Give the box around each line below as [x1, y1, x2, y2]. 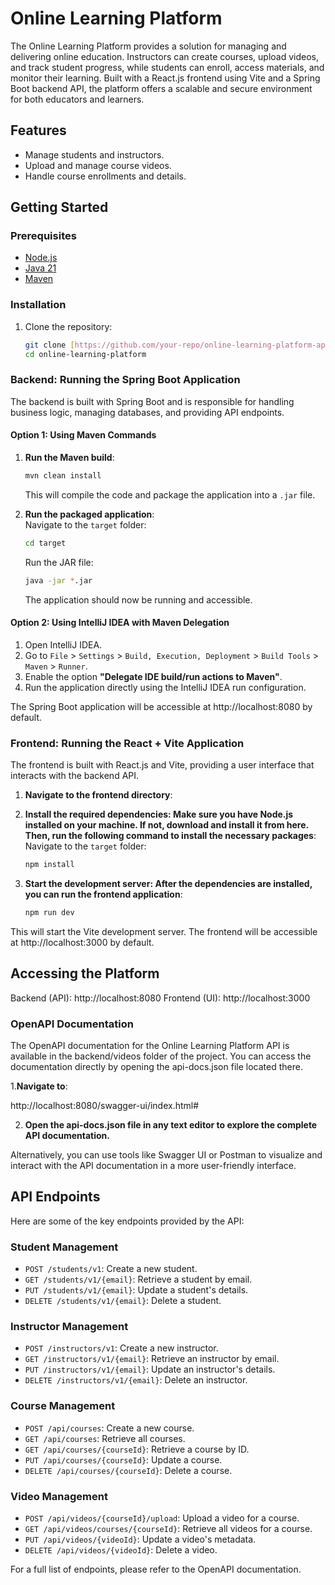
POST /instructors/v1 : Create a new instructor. [24, 1342, 219, 1354]
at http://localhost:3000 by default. [10, 936, 155, 948]
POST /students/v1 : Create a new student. [24, 1263, 198, 1275]
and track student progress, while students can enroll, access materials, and [10, 61, 325, 73]
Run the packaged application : [24, 508, 155, 520]
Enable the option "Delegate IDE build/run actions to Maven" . [24, 670, 283, 682]
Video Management [10, 1489, 108, 1503]
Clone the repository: [24, 320, 113, 332]
